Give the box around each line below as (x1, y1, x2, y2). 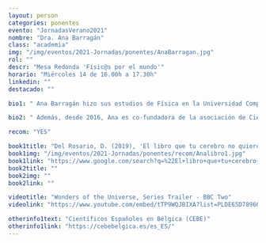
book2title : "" (8, 164, 59, 173)
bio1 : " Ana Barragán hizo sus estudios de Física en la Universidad (8, 100, 243, 108)
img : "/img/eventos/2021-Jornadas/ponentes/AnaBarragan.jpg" (8, 48, 215, 56)
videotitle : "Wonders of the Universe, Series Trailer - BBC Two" (8, 193, 232, 202)
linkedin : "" (8, 78, 51, 85)
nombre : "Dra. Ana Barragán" (8, 33, 104, 42)
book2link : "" (8, 179, 55, 187)
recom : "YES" (8, 128, 51, 136)
